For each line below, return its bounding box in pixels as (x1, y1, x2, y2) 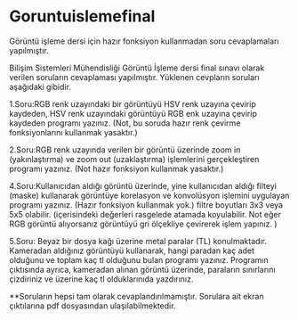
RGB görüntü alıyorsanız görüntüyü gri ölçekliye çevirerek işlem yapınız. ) (9, 218, 278, 229)
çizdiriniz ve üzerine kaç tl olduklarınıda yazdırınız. (9, 274, 194, 284)
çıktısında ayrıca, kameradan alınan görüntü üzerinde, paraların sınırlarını (9, 264, 276, 275)
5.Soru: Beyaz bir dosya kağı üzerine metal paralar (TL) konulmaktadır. (9, 235, 267, 246)
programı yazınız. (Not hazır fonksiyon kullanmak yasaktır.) (9, 163, 224, 174)
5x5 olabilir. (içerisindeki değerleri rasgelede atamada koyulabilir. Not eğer (9, 209, 282, 219)
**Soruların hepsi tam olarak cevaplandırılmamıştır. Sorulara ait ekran (9, 291, 264, 301)
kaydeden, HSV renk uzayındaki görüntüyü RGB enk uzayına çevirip (9, 108, 258, 119)
